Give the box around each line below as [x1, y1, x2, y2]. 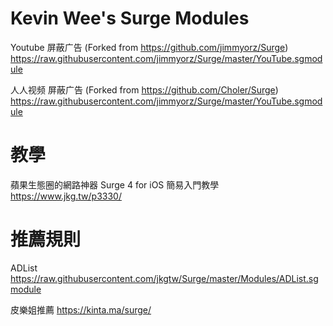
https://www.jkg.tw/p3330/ [10, 190, 122, 202]
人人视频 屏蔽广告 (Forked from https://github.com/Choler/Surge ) [10, 83, 279, 96]
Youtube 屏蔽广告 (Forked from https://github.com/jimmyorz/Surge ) [10, 41, 289, 53]
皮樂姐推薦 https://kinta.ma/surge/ [10, 303, 152, 316]
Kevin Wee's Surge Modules [10, 7, 250, 30]
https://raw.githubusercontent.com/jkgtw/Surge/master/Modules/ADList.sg [10, 272, 319, 284]
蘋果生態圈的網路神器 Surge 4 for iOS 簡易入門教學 [10, 178, 220, 191]
